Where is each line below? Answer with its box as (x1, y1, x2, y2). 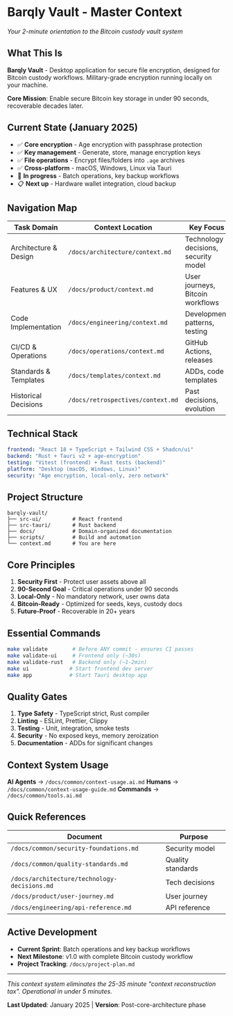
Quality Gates (7, 690, 68, 703)
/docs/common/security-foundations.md (10, 844, 139, 852)
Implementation (10, 322, 62, 332)
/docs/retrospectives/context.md (68, 396, 179, 404)
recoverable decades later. (7, 102, 84, 110)
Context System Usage (7, 759, 109, 771)
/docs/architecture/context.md (68, 248, 171, 256)
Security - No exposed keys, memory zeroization (17, 731, 159, 740)
